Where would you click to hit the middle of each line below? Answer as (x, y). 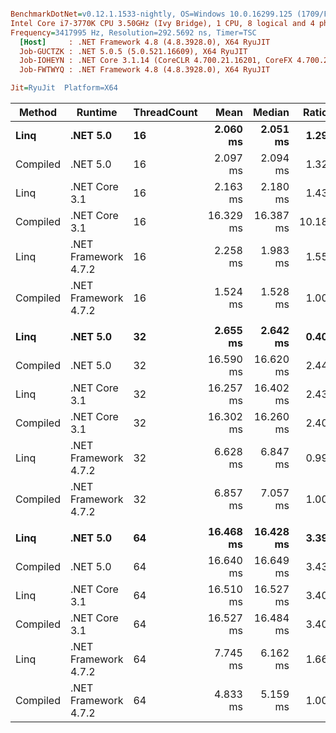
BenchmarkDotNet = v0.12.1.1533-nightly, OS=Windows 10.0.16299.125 (151, 14)
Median (271, 112)
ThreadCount (165, 112)
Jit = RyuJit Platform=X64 (64, 88)
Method (38, 112)
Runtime (97, 112)
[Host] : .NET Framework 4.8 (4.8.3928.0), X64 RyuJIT (145, 42)
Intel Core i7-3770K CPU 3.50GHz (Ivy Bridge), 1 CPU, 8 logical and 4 (162, 23)
